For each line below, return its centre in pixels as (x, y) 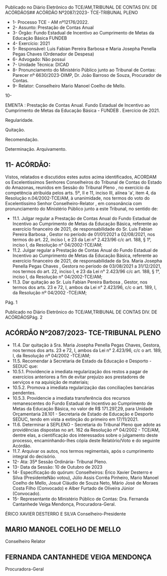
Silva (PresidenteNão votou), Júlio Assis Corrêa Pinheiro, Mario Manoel (85, 477)
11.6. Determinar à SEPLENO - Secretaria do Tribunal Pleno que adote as (86, 424)
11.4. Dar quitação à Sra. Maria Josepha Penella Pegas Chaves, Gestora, (86, 345)
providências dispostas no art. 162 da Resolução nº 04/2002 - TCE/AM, (86, 430)
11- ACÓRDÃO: (28, 165)
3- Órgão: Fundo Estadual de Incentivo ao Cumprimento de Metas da (83, 33)
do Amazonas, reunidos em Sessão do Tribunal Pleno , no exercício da (78, 187)
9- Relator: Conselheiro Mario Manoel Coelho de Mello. (69, 86)
